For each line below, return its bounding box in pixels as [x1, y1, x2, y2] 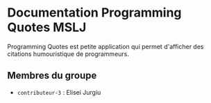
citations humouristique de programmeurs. [7, 50, 130, 58]
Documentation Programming [7, 5, 182, 21]
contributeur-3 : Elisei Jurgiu [17, 88, 101, 96]
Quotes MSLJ [7, 19, 87, 35]
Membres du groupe [7, 70, 97, 82]
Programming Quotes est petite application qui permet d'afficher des [7, 42, 204, 50]
